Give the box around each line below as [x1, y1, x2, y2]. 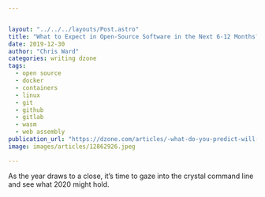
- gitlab [15, 113, 44, 121]
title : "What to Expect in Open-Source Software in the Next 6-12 [8, 32, 231, 40]
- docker [15, 76, 44, 84]
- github [15, 106, 44, 114]
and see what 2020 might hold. [8, 179, 110, 189]
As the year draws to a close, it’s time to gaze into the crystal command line [8, 171, 254, 180]
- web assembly [15, 128, 65, 136]
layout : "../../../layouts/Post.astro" [8, 25, 140, 33]
